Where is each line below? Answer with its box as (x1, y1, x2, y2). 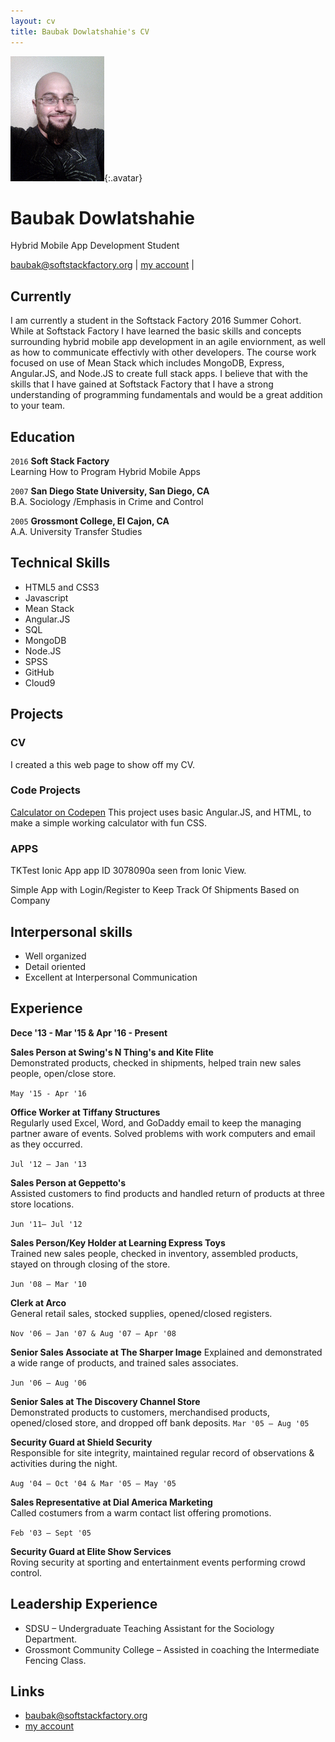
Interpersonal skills (10, 923, 133, 940)
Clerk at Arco (10, 1296, 67, 1309)
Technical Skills (10, 555, 111, 572)
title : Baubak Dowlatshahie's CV (10, 26, 150, 37)
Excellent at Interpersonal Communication (24, 971, 198, 983)
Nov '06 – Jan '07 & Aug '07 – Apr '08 (10, 1328, 177, 1339)
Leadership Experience (10, 1596, 158, 1613)
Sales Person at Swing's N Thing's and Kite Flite (10, 1046, 214, 1058)
